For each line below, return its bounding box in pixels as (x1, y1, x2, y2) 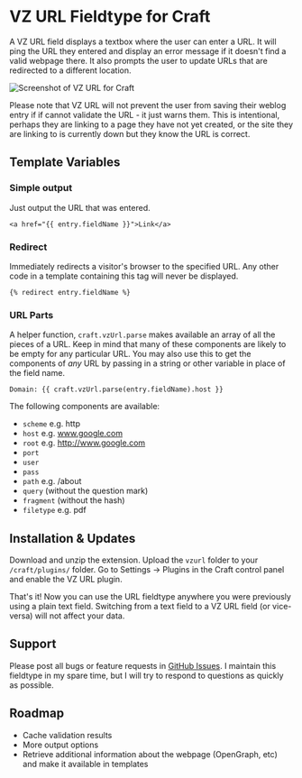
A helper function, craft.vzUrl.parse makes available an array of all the (9, 329, 276, 340)
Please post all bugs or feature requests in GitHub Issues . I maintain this (9, 660, 277, 671)
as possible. (9, 679, 54, 691)
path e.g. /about (22, 476, 82, 487)
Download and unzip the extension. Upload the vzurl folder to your (9, 554, 259, 565)
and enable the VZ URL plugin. (9, 574, 124, 585)
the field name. (9, 368, 66, 379)
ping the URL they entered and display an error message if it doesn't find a (9, 45, 287, 56)
